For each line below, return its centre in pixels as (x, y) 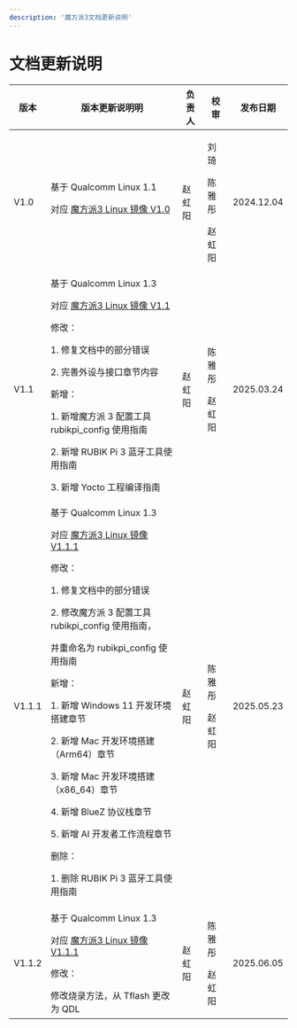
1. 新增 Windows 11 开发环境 (111, 705)
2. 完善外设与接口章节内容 (104, 371)
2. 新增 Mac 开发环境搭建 (102, 741)
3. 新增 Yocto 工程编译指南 (105, 487)
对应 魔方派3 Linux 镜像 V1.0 (110, 209)
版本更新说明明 (112, 107)
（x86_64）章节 (84, 790)
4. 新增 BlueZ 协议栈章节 (101, 812)
